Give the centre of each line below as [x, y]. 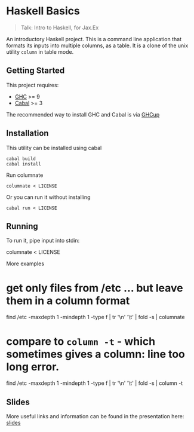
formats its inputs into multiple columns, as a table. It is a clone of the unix [97, 45]
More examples [25, 264]
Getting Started [36, 71]
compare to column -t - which [81, 341]
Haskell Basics [43, 11]
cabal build [21, 159]
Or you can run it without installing [48, 197]
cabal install [24, 164]
